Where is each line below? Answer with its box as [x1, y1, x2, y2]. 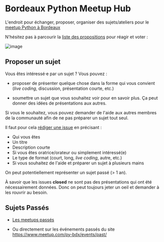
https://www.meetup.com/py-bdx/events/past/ [12, 231, 107, 237]
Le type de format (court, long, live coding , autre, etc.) [12, 155, 122, 161]
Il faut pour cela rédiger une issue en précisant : [5, 124, 102, 130]
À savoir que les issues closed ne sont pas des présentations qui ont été [5, 179, 152, 185]
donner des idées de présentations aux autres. [12, 100, 107, 106]
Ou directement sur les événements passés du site [12, 226, 115, 232]
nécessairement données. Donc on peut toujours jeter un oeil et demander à [5, 184, 160, 190]
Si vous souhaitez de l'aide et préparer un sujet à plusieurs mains [12, 160, 144, 166]
